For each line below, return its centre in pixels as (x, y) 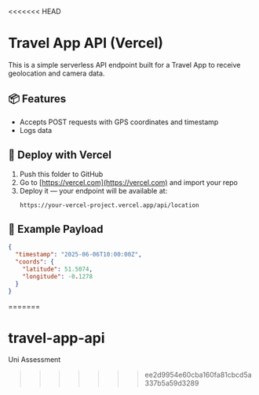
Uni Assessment (35, 360)
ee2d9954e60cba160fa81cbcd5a (199, 375)
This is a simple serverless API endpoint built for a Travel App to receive (124, 65)
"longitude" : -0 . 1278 (57, 276)
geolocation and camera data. (57, 73)
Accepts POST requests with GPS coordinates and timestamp (119, 122)
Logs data (36, 130)
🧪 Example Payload (56, 229)
